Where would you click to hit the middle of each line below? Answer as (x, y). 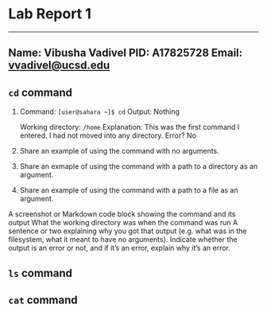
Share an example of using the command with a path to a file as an (129, 190)
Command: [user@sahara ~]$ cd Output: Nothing (100, 111)
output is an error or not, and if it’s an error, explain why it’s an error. (119, 248)
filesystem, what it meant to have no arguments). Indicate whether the (123, 240)
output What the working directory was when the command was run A (123, 223)
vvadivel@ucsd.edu (59, 66)
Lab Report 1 (50, 14)
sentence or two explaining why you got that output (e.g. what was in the (128, 231)
